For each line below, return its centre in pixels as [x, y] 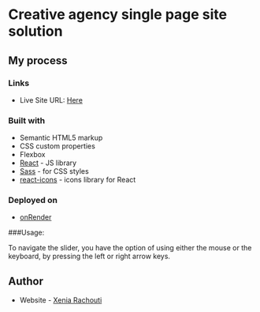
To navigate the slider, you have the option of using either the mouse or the [130, 248]
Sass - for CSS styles [54, 171]
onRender [35, 217]
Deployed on [33, 201]
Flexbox [32, 155]
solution [35, 31]
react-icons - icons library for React [78, 180]
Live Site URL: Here [51, 100]
